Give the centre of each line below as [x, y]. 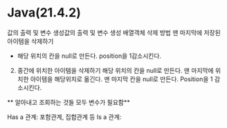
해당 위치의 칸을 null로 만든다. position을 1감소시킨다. [89, 56]
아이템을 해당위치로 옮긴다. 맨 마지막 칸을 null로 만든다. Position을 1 [121, 79]
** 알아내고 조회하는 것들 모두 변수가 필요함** [69, 102]
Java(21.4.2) [44, 13]
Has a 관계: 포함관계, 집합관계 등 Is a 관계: [64, 117]
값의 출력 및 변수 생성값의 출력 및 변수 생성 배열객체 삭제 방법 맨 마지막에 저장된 [114, 32]
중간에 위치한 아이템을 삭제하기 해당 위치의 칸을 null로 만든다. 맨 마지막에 [115, 70]
